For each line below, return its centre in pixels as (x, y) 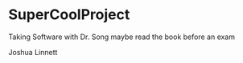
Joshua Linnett (33, 52)
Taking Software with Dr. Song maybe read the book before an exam (122, 37)
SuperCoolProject (69, 15)
